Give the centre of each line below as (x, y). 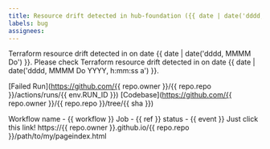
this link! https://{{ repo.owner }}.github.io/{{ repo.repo (99, 128)
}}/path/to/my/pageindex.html (57, 136)
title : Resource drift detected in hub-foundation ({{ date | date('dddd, (136, 16)
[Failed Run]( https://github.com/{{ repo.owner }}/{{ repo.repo (110, 86)
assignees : (27, 31)
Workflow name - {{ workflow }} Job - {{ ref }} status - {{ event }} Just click (133, 119)
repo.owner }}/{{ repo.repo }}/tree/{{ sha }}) (81, 103)
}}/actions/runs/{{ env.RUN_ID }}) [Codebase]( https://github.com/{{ (120, 95)
